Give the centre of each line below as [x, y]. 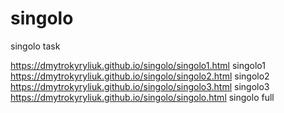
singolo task [35, 46]
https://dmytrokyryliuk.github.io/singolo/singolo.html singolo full [142, 97]
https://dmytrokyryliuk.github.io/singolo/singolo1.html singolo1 [138, 65]
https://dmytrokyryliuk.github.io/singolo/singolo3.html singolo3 [140, 86]
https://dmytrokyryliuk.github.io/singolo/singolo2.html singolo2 [140, 76]
